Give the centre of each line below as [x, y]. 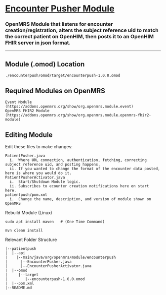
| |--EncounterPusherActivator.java [48, 266]
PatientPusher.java [25, 156]
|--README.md [19, 288]
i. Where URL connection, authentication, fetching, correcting [78, 160]
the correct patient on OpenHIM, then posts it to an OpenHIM [80, 37]
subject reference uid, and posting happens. [53, 164]
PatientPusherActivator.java [35, 177]
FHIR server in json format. [38, 43]
